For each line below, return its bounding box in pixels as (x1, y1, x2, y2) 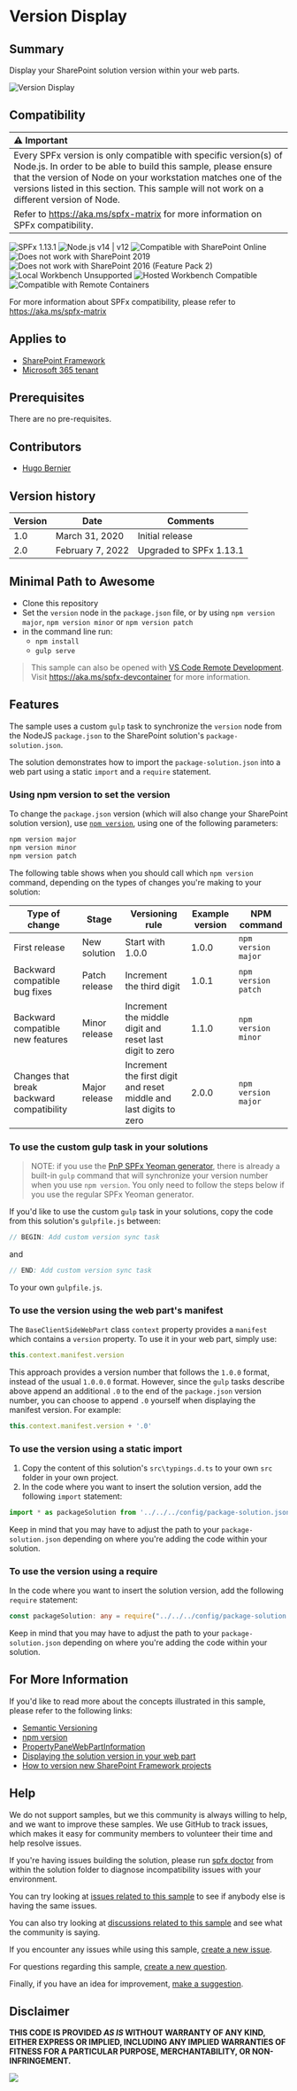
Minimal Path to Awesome (9, 574, 156, 589)
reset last (125, 1033, 164, 1045)
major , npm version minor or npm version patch (21, 616, 194, 627)
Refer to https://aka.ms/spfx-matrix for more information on (13, 207, 263, 220)
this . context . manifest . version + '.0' (9, 1421, 152, 1431)
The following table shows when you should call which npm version (9, 867, 254, 878)
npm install (34, 636, 80, 646)
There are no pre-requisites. (9, 414, 112, 425)
